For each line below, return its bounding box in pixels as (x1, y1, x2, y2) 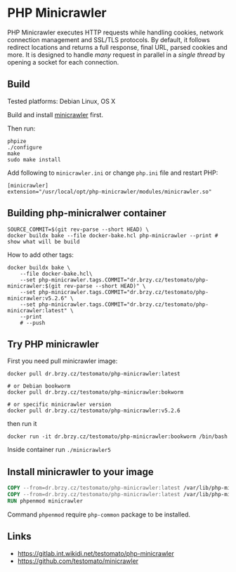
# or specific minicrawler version (7, 401, 112, 408)
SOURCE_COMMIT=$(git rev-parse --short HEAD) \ (7, 226, 150, 233)
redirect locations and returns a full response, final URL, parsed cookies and (7, 43, 228, 51)
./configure (7, 144, 42, 151)
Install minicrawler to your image (7, 465, 154, 478)
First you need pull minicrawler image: (7, 357, 118, 366)
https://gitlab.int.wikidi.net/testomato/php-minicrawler (17, 549, 174, 557)
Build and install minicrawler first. (7, 110, 104, 119)
